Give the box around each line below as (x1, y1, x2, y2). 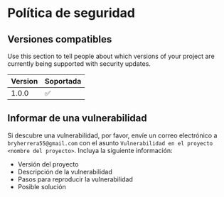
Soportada (45, 77, 82, 86)
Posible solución (17, 182, 66, 191)
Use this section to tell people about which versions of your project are (7, 52, 215, 60)
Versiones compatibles (7, 33, 112, 45)
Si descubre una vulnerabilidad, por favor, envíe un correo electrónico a (7, 131, 218, 140)
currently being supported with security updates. (7, 60, 151, 68)
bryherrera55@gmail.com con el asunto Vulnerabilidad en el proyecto (7, 138, 213, 147)
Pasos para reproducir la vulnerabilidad (17, 175, 134, 184)
